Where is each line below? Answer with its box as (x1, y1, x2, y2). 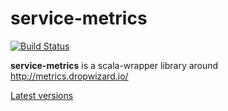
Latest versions (10, 89, 74, 101)
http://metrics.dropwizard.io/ (10, 70, 129, 82)
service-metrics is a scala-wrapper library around (10, 59, 219, 71)
